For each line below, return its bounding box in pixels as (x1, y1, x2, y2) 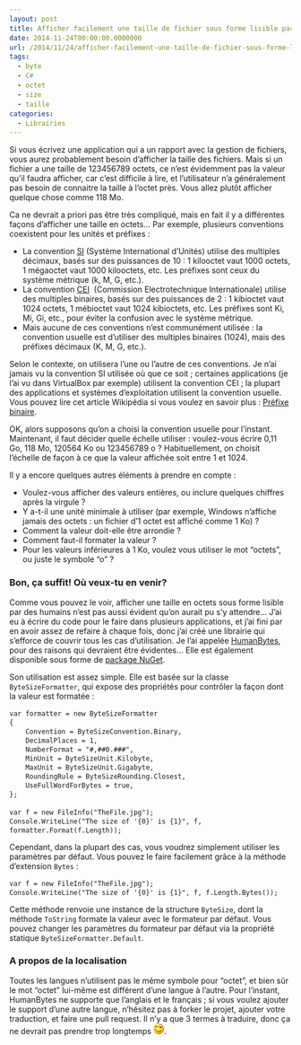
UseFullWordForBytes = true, (25, 781, 134, 790)
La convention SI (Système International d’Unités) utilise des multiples (21, 246, 280, 257)
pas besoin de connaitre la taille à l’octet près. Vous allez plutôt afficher (9, 182, 272, 193)
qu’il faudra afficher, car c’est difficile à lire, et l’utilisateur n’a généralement (9, 173, 286, 184)
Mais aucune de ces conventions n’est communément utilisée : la (21, 322, 263, 333)
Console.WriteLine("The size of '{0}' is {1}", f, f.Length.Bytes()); (9, 888, 279, 897)
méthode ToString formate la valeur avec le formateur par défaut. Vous (9, 913, 271, 924)
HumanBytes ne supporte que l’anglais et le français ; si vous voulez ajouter (9, 994, 289, 1005)
